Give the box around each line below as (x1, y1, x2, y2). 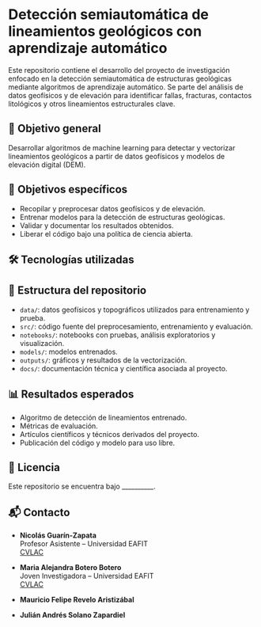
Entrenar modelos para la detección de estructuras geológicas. (19, 212, 225, 222)
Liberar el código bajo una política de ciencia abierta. (19, 229, 193, 238)
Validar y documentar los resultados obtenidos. (19, 220, 174, 230)
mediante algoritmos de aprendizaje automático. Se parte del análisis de (8, 82, 244, 92)
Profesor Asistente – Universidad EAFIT (19, 539, 149, 549)
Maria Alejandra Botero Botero (19, 563, 122, 572)
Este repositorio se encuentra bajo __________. (8, 481, 156, 492)
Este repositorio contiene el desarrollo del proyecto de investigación (8, 65, 231, 74)
